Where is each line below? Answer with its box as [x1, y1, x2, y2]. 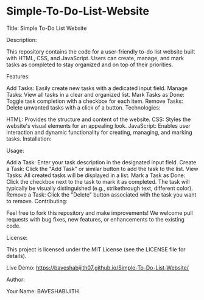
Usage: [6, 147, 24, 154]
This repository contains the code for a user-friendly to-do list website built [6, 47, 195, 55]
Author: [6, 276, 26, 283]
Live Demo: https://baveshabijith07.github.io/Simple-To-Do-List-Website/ [6, 263, 189, 271]
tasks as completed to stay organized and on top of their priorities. [6, 61, 174, 68]
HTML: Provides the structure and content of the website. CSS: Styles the [6, 116, 191, 123]
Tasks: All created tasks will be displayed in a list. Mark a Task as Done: [6, 172, 186, 179]
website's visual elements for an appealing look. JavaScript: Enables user [6, 122, 191, 129]
